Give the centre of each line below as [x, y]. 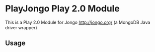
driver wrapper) [21, 27]
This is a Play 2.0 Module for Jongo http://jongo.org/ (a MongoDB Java [78, 22]
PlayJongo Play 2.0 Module [63, 9]
